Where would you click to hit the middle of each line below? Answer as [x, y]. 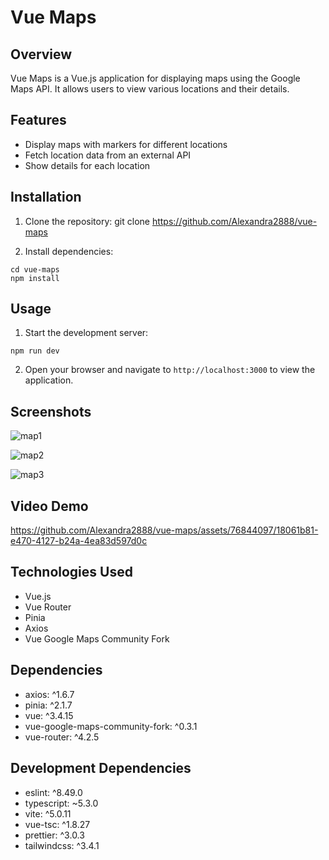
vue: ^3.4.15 [49, 715]
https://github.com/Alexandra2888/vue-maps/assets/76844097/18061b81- [164, 530]
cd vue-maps [35, 269]
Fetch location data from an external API [108, 155]
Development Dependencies [101, 768]
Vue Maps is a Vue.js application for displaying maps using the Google [155, 78]
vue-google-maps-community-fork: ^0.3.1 [111, 726]
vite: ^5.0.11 [48, 813]
